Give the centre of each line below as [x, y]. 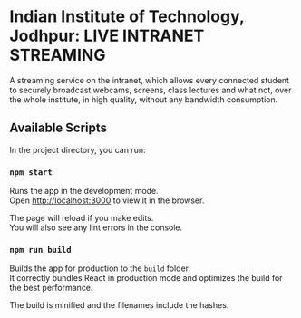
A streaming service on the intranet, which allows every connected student [150, 80]
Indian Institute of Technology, [127, 17]
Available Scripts [58, 128]
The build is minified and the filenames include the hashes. [119, 305]
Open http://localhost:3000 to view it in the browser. [107, 200]
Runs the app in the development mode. [84, 191]
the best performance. [51, 288]
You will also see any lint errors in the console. [96, 227]
